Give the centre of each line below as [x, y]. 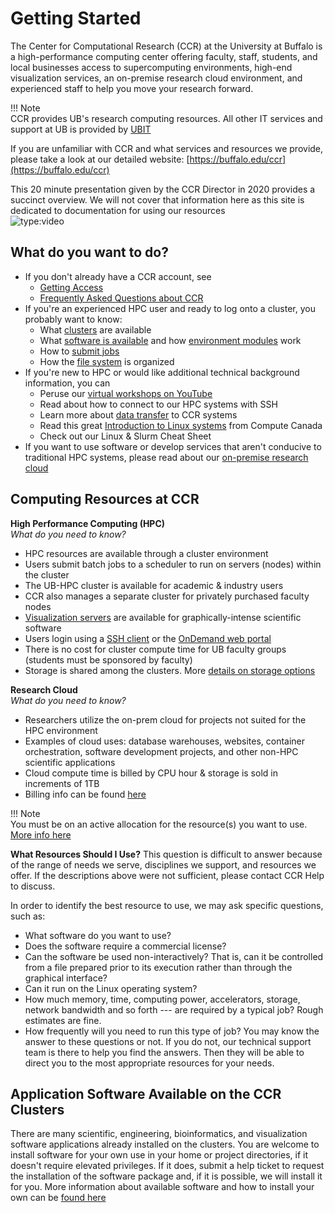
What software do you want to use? [98, 935]
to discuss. [33, 886]
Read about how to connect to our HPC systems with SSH [158, 404]
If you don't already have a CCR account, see [118, 276]
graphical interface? [66, 978]
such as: [28, 916]
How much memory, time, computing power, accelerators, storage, [162, 999]
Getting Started [76, 18]
